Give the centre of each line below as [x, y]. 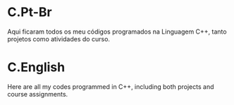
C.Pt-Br [30, 12]
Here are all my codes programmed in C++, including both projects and [111, 86]
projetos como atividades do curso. [59, 38]
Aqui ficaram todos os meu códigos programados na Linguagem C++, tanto [117, 31]
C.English [36, 68]
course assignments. [38, 94]
